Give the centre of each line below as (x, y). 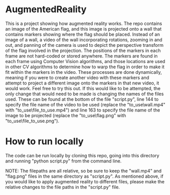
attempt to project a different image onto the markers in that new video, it (82, 83)
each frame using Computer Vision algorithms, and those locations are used (85, 61)
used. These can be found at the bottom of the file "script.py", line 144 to (82, 99)
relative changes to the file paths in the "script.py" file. (63, 187)
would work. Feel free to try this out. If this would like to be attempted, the (83, 88)
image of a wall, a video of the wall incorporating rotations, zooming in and (84, 40)
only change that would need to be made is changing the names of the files (85, 94)
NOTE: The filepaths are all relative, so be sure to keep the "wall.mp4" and (83, 171)
